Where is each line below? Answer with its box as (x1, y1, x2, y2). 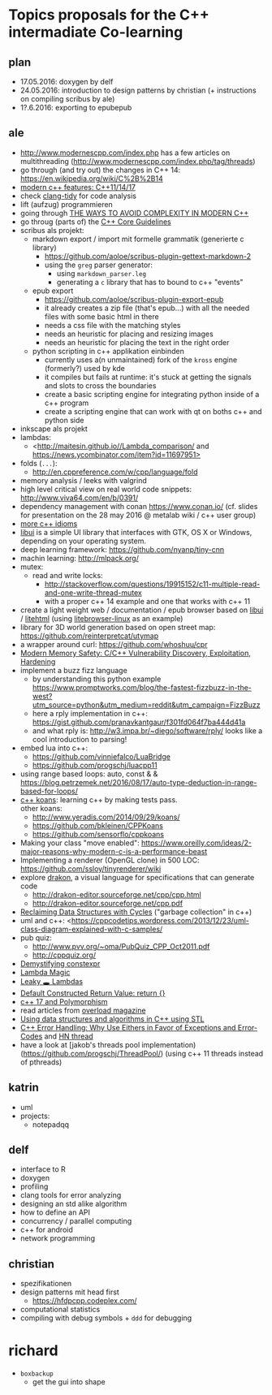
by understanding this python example (32, 674, 162, 684)
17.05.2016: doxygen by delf (19, 77, 114, 86)
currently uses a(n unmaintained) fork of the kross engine (44, 355, 238, 365)
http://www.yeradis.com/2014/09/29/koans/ (32, 812, 180, 822)
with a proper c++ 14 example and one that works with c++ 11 (44, 596, 250, 606)
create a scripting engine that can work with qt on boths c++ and (44, 406, 262, 416)
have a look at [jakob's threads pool (19, 1039, 140, 1049)
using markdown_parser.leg (56, 268, 147, 278)
